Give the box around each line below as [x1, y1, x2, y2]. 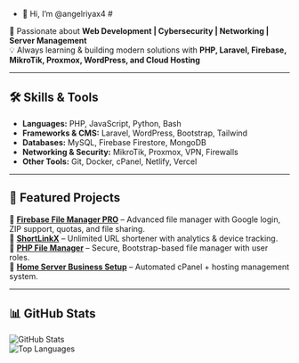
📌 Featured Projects [9, 190, 121, 205]
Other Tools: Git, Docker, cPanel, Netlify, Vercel [21, 156, 198, 167]
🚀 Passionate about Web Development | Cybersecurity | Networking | [9, 26, 270, 36]
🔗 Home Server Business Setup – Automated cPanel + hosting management [9, 261, 290, 272]
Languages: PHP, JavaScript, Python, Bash [21, 118, 182, 128]
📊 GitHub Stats [9, 306, 96, 321]
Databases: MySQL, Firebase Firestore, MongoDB [21, 136, 206, 147]
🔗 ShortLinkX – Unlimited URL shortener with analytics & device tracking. [9, 233, 279, 243]
